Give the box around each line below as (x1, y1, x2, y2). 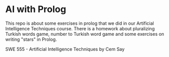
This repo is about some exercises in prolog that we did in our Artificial (5, 20, 155, 26)
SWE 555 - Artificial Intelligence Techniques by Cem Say (5, 46, 125, 52)
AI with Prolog (5, 4, 67, 15)
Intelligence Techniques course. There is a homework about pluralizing (5, 25, 155, 31)
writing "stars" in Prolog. (5, 36, 57, 42)
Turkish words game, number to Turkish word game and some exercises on (5, 31, 164, 37)
